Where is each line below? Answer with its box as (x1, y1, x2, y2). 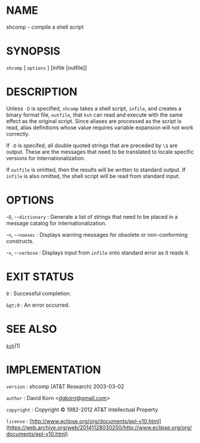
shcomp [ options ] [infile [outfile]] (6, 64, 87, 71)
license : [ (6, 417, 32, 424)
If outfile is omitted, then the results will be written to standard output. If (6, 166, 186, 173)
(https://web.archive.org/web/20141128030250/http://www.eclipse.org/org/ (6, 424, 192, 431)
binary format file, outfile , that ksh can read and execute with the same (6, 111, 183, 118)
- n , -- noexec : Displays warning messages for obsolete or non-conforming (6, 231, 188, 238)
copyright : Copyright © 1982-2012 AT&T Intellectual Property (6, 406, 158, 413)
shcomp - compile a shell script (6, 23, 84, 30)
